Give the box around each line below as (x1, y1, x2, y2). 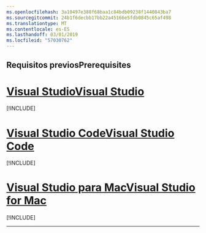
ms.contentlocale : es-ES (6, 26, 70, 32)
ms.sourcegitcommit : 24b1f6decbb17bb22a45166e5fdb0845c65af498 (6, 15, 172, 21)
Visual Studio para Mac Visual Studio (6, 181, 196, 194)
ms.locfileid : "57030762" (6, 37, 72, 43)
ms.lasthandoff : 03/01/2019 (6, 32, 78, 38)
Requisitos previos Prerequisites (6, 60, 131, 70)
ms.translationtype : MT (6, 20, 67, 26)
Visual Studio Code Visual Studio (6, 126, 175, 140)
